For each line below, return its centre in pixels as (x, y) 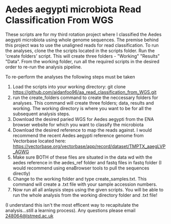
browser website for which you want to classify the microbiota (78, 125)
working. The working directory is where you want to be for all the (82, 108)
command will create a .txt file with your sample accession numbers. (85, 184)
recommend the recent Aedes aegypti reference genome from (78, 135)
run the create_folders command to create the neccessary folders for (85, 97)
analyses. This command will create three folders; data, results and (83, 103)
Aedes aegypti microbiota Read (73, 9)
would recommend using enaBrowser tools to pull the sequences (81, 168)
